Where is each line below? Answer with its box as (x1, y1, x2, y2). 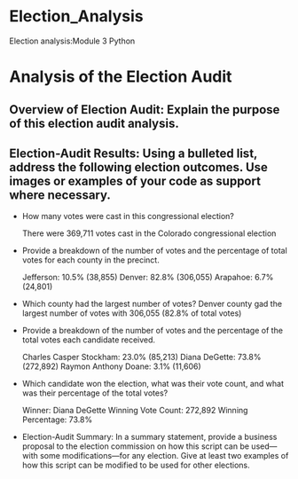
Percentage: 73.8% (21, 414, 93, 425)
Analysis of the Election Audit (9, 67, 232, 87)
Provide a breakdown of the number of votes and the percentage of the (21, 326, 284, 336)
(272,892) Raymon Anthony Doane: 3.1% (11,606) (21, 361, 201, 372)
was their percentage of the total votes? (21, 388, 169, 398)
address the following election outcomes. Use (9, 160, 269, 175)
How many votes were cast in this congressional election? (21, 211, 235, 222)
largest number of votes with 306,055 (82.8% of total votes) (21, 308, 242, 318)
